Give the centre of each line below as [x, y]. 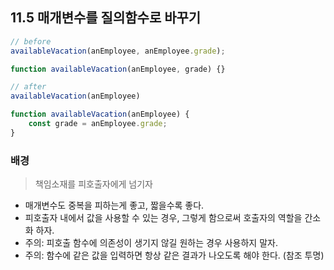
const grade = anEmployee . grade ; [98, 124]
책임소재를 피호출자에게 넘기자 [93, 184]
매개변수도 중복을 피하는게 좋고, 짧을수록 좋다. [114, 205]
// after [28, 87]
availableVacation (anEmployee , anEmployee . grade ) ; [118, 51]
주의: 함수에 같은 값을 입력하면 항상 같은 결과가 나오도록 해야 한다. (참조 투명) [174, 255]
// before [31, 41]
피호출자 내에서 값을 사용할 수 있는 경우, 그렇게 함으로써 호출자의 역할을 [163, 218]
